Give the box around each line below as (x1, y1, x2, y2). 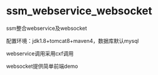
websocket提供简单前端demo (6, 62, 78, 70)
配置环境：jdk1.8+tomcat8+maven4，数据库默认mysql (6, 37, 139, 44)
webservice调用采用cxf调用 (6, 49, 74, 57)
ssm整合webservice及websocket (6, 24, 87, 32)
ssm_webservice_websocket (6, 4, 153, 18)
